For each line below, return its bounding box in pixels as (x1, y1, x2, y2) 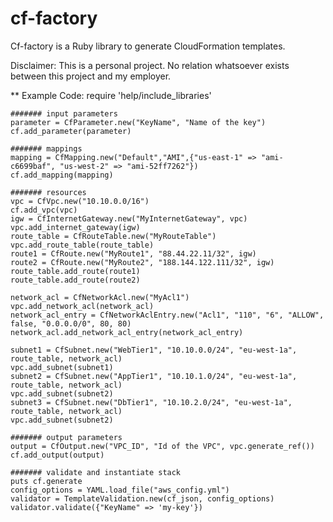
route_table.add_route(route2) (10, 275, 141, 285)
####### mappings (10, 143, 83, 154)
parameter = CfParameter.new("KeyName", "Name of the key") (10, 117, 267, 127)
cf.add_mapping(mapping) (10, 170, 114, 180)
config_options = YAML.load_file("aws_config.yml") (10, 485, 230, 495)
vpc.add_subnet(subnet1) (10, 362, 114, 372)
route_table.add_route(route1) (10, 266, 141, 276)
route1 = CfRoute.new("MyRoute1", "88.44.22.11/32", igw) (10, 248, 257, 259)
